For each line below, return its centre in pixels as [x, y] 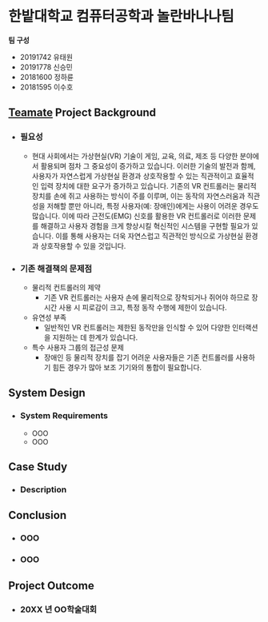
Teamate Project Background [82, 113]
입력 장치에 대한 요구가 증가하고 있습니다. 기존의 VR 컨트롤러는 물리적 [149, 185]
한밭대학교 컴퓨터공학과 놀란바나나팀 [121, 16]
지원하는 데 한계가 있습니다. [95, 337]
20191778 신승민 [46, 67]
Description [43, 489]
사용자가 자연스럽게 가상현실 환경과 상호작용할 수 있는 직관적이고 [132, 176]
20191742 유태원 [46, 57]
